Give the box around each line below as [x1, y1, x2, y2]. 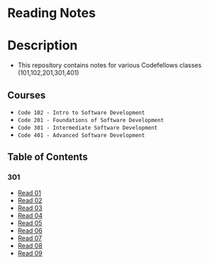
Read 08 [17, 241, 43, 250]
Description [7, 38, 78, 54]
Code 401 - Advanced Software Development [17, 131, 145, 139]
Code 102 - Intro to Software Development [17, 109, 145, 116]
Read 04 [17, 211, 43, 219]
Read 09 [17, 248, 43, 257]
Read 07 [17, 233, 43, 242]
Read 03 [17, 204, 43, 212]
